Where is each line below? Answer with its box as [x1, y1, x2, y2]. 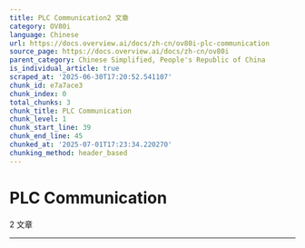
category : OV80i [9, 22, 71, 31]
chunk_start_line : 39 [9, 124, 92, 133]
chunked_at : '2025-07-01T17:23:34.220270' [9, 140, 172, 149]
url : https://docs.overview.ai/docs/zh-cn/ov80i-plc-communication [9, 38, 271, 48]
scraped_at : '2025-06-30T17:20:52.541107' [9, 73, 172, 82]
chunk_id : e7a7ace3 [9, 81, 84, 90]
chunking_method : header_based [9, 148, 128, 157]
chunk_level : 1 [9, 114, 67, 124]
